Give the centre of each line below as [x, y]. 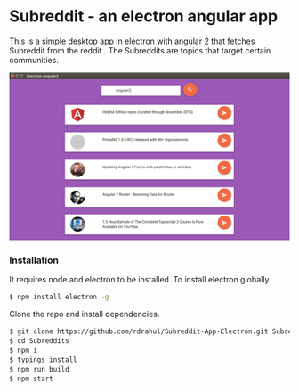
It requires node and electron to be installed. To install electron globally [139, 280]
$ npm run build [39, 369]
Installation [34, 260]
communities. [34, 60]
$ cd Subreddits [39, 341]
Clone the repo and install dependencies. [85, 314]
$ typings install [43, 359]
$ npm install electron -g [59, 297]
